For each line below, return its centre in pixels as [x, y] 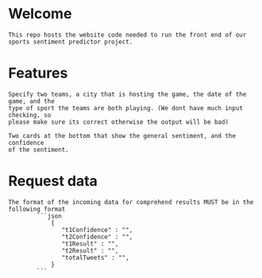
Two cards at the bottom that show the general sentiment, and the [122, 135]
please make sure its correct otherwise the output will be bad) [118, 122]
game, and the [32, 101]
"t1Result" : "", [90, 244]
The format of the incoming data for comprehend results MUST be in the [131, 202]
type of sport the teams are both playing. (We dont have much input [126, 108]
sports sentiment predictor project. [71, 42]
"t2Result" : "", [90, 250]
